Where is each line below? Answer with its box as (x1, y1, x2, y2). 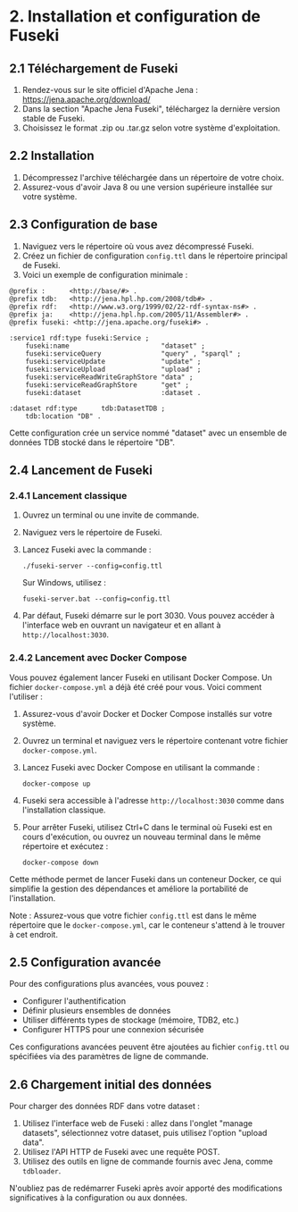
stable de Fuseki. (21, 114, 86, 123)
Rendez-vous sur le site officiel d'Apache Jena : (21, 85, 199, 95)
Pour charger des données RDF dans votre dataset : (9, 1101, 201, 1112)
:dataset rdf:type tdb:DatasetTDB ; (9, 404, 166, 413)
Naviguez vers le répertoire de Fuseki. (21, 527, 162, 538)
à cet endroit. (9, 929, 58, 939)
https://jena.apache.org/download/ (21, 94, 151, 105)
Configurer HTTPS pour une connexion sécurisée (21, 1024, 204, 1035)
